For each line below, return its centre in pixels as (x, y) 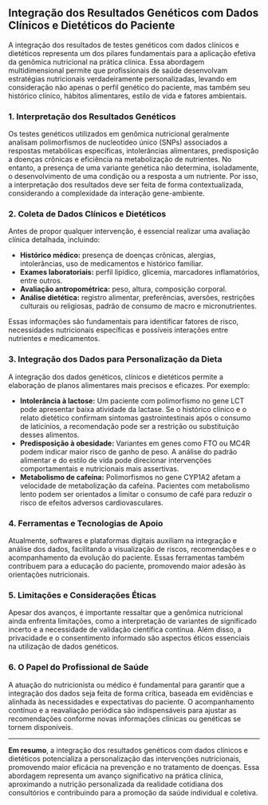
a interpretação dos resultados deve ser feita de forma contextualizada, (126, 185)
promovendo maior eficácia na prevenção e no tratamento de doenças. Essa (134, 767)
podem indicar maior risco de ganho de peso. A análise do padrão (128, 451)
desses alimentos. (49, 434)
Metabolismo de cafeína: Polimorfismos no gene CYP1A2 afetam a (130, 477)
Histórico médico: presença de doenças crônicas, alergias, (118, 256)
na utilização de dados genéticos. (64, 647)
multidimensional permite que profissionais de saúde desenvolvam (118, 70)
